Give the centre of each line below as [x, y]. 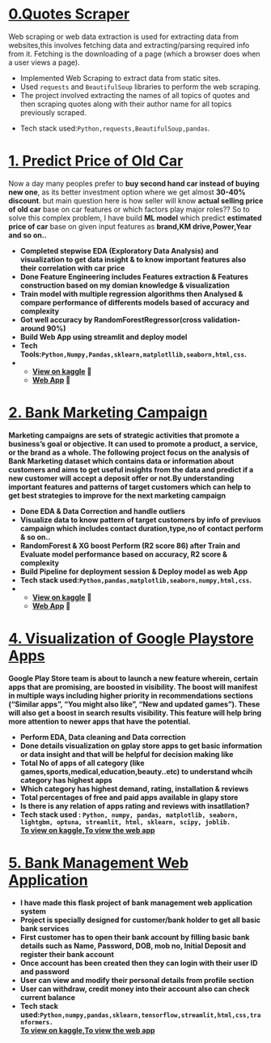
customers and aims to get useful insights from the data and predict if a [131, 469]
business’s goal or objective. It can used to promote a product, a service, [133, 443]
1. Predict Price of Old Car [96, 161]
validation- [222, 319]
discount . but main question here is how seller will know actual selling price [136, 200]
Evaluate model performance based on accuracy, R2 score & [124, 554]
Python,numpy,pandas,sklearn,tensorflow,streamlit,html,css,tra [150, 1015]
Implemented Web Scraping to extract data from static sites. [120, 78]
